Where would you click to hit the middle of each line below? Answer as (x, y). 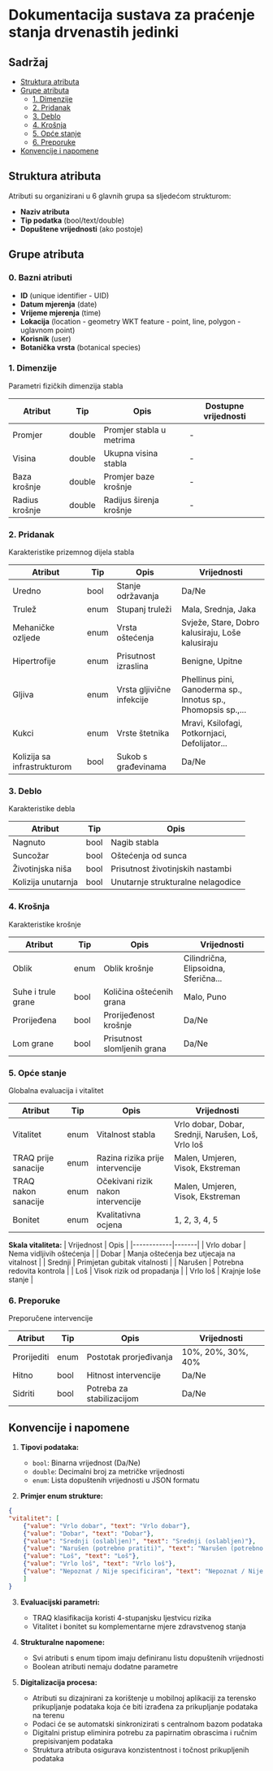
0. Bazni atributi (41, 278)
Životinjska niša (42, 869)
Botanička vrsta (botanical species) (80, 347)
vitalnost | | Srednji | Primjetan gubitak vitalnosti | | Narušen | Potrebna (126, 1262)
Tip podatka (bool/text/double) (72, 220)
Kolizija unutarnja (45, 882)
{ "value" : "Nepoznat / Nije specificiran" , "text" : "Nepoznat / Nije (143, 1571)
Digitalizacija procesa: (58, 1682)
